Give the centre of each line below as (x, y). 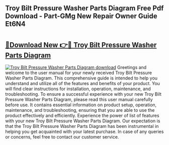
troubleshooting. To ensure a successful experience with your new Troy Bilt (83, 94)
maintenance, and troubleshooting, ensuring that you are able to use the (80, 110)
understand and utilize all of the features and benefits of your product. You (82, 83)
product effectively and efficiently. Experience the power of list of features (82, 116)
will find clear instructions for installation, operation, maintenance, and (78, 89)
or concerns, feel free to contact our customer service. (62, 137)
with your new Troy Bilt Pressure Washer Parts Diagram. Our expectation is (83, 121)
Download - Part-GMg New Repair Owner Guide (81, 16)
